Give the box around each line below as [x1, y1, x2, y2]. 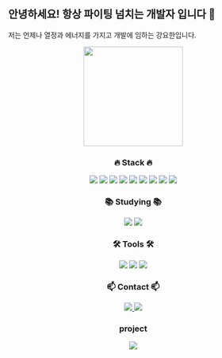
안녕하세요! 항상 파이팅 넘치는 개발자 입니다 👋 [8, 7, 216, 21]
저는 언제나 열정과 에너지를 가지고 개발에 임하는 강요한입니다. [8, 30, 197, 40]
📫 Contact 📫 [106, 281, 160, 292]
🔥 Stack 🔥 [113, 157, 153, 168]
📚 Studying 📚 [104, 197, 163, 208]
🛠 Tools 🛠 [112, 239, 155, 250]
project [118, 323, 148, 334]
